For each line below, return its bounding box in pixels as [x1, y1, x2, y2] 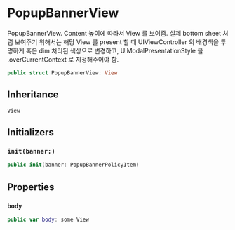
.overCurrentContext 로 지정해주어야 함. [7, 55, 119, 64]
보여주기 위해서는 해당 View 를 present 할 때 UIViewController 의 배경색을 [14, 37, 220, 46]
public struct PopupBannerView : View [7, 69, 118, 76]
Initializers [7, 126, 55, 138]
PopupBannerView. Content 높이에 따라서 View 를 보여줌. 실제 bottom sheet [7, 29, 222, 37]
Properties [7, 181, 55, 193]
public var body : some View [7, 216, 90, 223]
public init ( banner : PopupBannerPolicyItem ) [7, 161, 140, 169]
